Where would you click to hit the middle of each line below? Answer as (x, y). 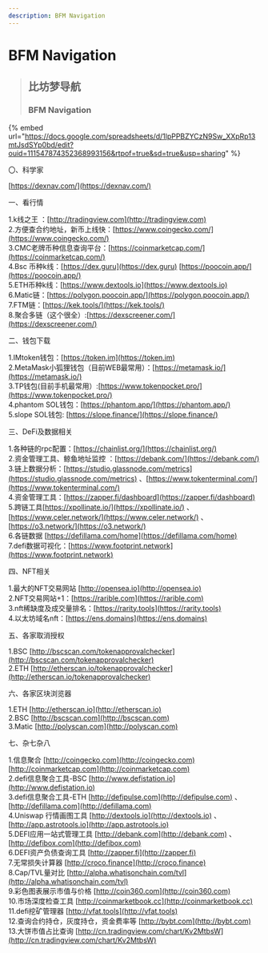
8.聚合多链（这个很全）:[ (49, 315)
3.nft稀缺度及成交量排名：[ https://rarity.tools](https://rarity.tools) (115, 608)
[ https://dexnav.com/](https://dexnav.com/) (80, 186)
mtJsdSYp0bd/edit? (41, 144)
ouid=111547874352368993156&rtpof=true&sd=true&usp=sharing (117, 153)
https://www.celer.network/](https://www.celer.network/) (105, 517)
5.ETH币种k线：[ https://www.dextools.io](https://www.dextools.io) (118, 284)
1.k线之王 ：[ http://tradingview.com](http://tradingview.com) (107, 219)
